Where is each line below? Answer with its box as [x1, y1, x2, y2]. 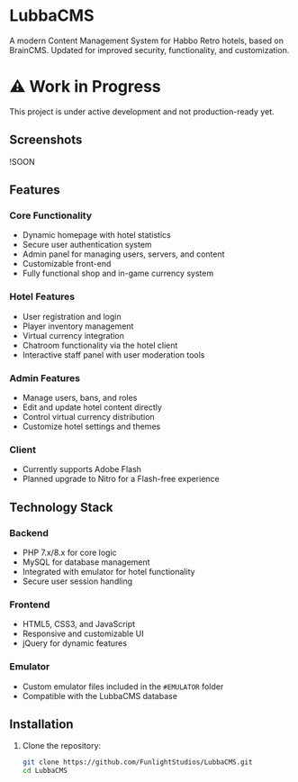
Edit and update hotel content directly [22, 402, 162, 413]
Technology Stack [9, 499, 113, 514]
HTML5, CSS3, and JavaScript [22, 619, 136, 630]
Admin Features [9, 371, 81, 384]
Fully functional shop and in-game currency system [22, 268, 214, 279]
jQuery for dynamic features [22, 638, 128, 649]
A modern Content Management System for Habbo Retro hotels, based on [9, 35, 284, 46]
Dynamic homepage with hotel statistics [22, 230, 171, 241]
